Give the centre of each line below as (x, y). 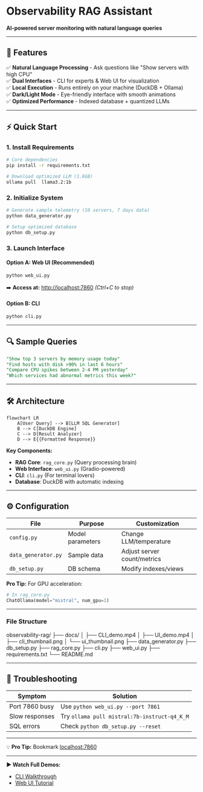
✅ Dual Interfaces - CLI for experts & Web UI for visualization (83, 81)
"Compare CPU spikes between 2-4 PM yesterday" (67, 370)
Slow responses (32, 716)
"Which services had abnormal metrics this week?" (71, 376)
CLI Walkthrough (36, 776)
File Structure (27, 621)
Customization (157, 523)
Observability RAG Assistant (79, 11)
